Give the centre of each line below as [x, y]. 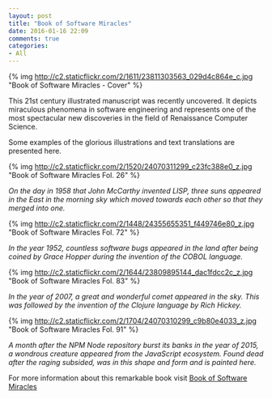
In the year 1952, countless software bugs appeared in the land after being [134, 248]
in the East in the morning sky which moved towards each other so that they [136, 199]
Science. [23, 127]
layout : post [30, 16]
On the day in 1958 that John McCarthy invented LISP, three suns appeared [135, 191]
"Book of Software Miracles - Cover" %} [76, 85]
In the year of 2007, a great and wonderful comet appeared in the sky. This [134, 297]
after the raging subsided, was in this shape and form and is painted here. [132, 362]
